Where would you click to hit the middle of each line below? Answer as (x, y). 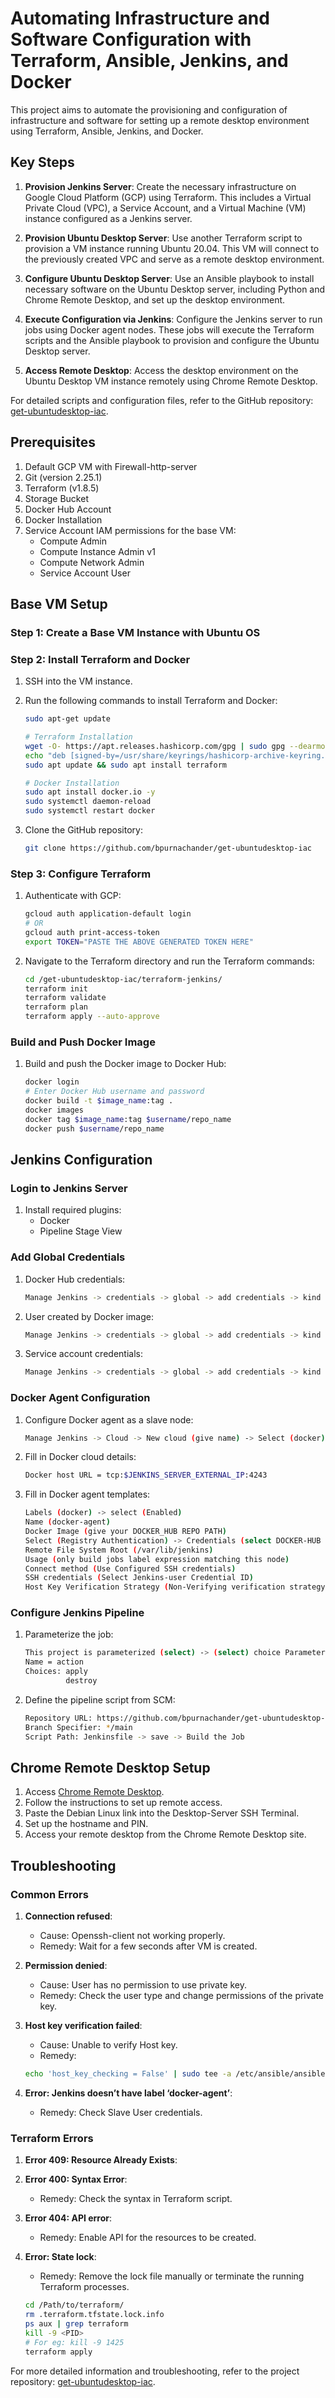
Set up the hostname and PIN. (86, 1824)
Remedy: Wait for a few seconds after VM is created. (148, 1946)
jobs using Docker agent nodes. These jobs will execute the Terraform (169, 329)
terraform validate (65, 998)
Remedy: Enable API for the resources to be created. (148, 2238)
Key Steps (42, 162)
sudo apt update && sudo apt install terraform (125, 765)
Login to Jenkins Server (69, 1188)
